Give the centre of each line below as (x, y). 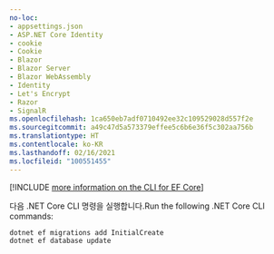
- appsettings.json (46, 26)
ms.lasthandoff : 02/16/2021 (63, 152)
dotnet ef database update (60, 240)
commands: (32, 216)
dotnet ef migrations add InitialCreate (87, 232)
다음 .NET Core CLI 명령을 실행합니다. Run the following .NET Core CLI (137, 206)
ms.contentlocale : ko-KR (56, 144)
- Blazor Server (40, 69)
